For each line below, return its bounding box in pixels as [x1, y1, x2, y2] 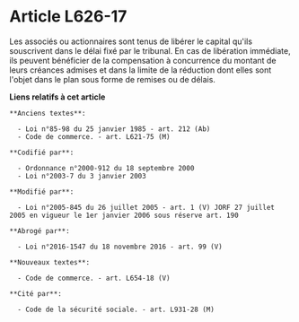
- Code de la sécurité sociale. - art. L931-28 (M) [17, 305, 215, 314]
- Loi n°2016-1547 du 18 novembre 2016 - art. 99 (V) [17, 242, 223, 251]
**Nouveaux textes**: [9, 257, 91, 266]
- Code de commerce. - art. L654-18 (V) [17, 274, 171, 283]
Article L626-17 [9, 6, 128, 27]
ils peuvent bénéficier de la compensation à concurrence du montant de [9, 55, 277, 65]
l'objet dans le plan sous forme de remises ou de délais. [9, 74, 215, 84]
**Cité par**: [9, 289, 63, 298]
